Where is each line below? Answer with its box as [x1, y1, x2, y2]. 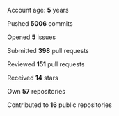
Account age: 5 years [7, 6, 69, 14]
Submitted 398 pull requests [7, 47, 89, 55]
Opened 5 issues [7, 33, 56, 41]
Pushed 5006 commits [7, 20, 73, 27]
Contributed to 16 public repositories [7, 101, 113, 109]
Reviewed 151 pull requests [7, 60, 85, 68]
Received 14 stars [7, 73, 58, 82]
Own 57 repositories [7, 87, 66, 95]
